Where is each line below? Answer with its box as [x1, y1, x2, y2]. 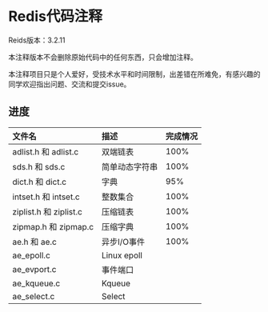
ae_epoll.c [12, 250, 50, 261]
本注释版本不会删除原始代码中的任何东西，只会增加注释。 [8, 52, 198, 62]
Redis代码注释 [8, 7, 102, 26]
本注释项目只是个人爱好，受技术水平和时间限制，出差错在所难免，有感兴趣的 [8, 69, 261, 78]
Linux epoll [101, 250, 142, 261]
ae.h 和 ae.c [12, 236, 58, 247]
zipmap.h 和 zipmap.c [12, 221, 94, 232]
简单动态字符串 [101, 161, 158, 172]
